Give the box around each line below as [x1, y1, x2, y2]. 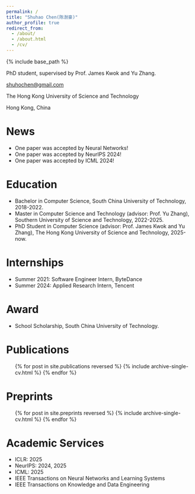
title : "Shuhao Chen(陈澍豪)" [6, 14, 78, 20]
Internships [6, 256, 64, 269]
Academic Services [6, 436, 104, 450]
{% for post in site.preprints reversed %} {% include [14, 409, 142, 416]
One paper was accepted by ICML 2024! [14, 157, 114, 164]
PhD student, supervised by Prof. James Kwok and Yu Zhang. [6, 69, 156, 77]
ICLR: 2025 [14, 456, 43, 463]
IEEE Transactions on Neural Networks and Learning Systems [14, 475, 165, 482]
